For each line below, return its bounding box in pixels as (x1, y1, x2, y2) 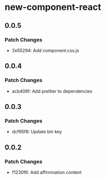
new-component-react (4, 1, 102, 13)
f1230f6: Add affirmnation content (11, 169, 82, 175)
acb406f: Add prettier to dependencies (11, 88, 93, 94)
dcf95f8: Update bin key (11, 129, 62, 135)
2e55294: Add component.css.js (11, 47, 79, 53)
